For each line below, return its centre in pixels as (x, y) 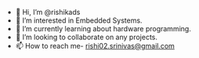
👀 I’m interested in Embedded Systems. (79, 20)
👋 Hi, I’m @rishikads (48, 12)
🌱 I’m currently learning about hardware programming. (103, 29)
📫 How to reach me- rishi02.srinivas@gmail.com (95, 46)
